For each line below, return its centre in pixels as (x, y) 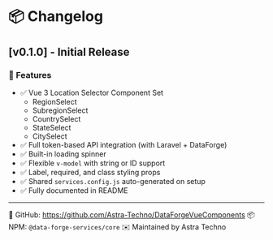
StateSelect (52, 127)
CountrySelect (56, 118)
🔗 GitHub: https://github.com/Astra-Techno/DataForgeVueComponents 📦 (132, 214)
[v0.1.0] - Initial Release (69, 51)
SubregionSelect (60, 110)
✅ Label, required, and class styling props (90, 172)
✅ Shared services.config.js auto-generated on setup (113, 181)
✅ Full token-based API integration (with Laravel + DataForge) (123, 144)
